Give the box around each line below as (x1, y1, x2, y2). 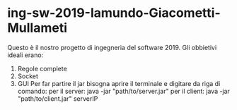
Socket (17, 72, 39, 80)
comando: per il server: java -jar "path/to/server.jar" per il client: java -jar (17, 87, 230, 95)
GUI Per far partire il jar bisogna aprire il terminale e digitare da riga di (17, 79, 221, 87)
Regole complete (17, 64, 67, 73)
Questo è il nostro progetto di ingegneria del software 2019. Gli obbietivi (7, 43, 217, 51)
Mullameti (7, 20, 68, 36)
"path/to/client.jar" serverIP (17, 94, 98, 103)
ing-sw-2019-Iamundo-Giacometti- (7, 5, 221, 21)
